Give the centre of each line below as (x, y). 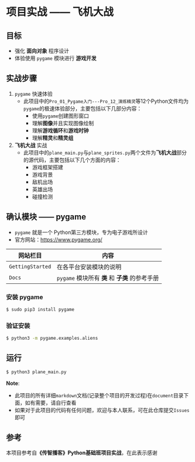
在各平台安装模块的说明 (89, 267)
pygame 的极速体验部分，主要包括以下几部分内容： (83, 108)
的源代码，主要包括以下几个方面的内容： (72, 160)
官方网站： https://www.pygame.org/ (58, 239)
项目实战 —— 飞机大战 (60, 12)
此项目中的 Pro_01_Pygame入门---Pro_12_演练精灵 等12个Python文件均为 (106, 101)
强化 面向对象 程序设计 (42, 51)
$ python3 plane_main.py (36, 372)
